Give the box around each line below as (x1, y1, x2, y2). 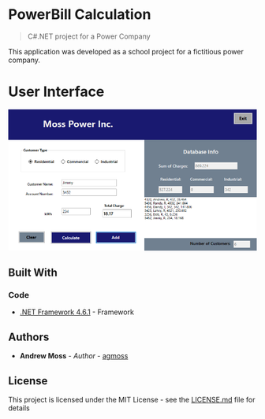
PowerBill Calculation (8, 6, 151, 24)
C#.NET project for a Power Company (27, 32, 151, 41)
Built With (8, 266, 58, 280)
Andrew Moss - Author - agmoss (19, 351, 129, 361)
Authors (8, 330, 50, 343)
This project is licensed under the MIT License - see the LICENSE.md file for (8, 395, 256, 405)
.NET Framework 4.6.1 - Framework (19, 307, 134, 317)
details (8, 403, 30, 413)
